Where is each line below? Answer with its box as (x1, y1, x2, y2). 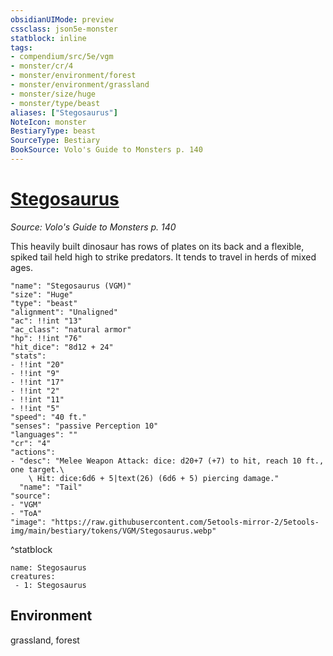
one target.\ (10, 464, 65, 475)
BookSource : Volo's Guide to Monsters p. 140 (10, 145, 203, 155)
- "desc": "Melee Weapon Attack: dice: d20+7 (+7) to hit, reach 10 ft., (10, 456, 325, 466)
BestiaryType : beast (10, 126, 97, 136)
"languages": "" (10, 429, 78, 440)
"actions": (10, 447, 56, 457)
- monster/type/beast (10, 98, 101, 108)
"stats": (10, 351, 47, 361)
